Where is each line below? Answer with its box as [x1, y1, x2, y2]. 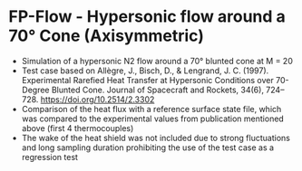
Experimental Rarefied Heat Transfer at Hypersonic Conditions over [21, 74, 274, 85]
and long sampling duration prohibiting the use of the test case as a [21, 142, 274, 153]
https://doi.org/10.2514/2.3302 [40, 93, 155, 105]
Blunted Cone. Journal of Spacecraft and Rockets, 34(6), [51, 84, 265, 95]
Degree [21, 84, 51, 95]
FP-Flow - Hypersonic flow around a [8, 6, 287, 27]
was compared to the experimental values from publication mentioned [21, 113, 285, 124]
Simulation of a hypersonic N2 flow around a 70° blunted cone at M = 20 [21, 55, 294, 66]
